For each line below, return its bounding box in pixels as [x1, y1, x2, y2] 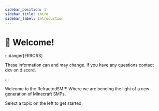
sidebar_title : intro [5, 12, 49, 16]
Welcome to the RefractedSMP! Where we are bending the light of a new [5, 86, 150, 92]
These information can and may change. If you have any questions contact [5, 62, 154, 68]
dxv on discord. [5, 67, 36, 73]
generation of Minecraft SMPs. [5, 91, 66, 97]
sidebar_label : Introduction [5, 16, 64, 21]
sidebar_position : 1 [5, 7, 47, 12]
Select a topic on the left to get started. [5, 100, 83, 106]
